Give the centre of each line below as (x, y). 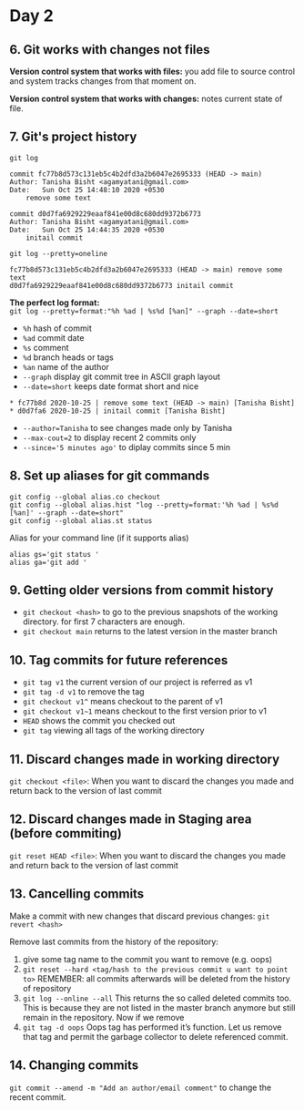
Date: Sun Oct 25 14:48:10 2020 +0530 (87, 190)
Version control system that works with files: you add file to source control (152, 71)
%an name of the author (66, 366)
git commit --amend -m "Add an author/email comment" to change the (140, 1087)
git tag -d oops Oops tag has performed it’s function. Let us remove (152, 1027)
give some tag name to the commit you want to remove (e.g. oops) (147, 959)
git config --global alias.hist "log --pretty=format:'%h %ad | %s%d (144, 505)
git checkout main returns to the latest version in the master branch (150, 632)
